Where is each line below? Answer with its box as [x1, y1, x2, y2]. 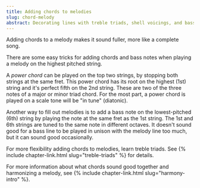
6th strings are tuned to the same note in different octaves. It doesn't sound [6, 121, 192, 129]
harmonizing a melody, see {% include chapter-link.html [6, 170, 144, 177]
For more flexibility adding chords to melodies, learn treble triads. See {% [6, 145, 186, 152]
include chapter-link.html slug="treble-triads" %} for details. [6, 152, 154, 159]
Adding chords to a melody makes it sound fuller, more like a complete [6, 36, 179, 43]
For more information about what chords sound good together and [6, 163, 169, 170]
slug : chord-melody [6, 14, 55, 20]
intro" [6, 176, 20, 183]
